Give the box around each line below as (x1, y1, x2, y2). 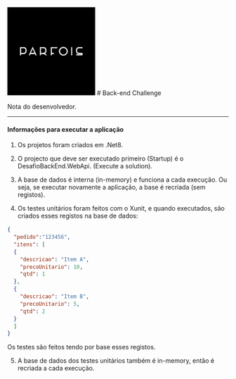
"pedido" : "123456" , (13, 234, 71, 241)
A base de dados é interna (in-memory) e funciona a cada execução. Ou (17, 175, 228, 184)
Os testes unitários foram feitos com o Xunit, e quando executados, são (17, 204, 225, 213)
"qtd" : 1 (20, 271, 46, 278)
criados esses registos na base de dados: (17, 211, 138, 220)
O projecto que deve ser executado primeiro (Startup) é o (17, 154, 184, 163)
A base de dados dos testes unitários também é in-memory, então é (17, 356, 215, 365)
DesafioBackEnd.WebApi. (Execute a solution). (17, 162, 153, 170)
